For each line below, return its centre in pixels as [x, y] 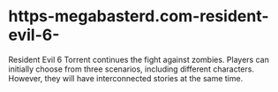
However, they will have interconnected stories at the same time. [126, 78]
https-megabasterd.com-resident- [139, 16]
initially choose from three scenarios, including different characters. [131, 69]
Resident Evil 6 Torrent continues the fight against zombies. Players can [139, 59]
